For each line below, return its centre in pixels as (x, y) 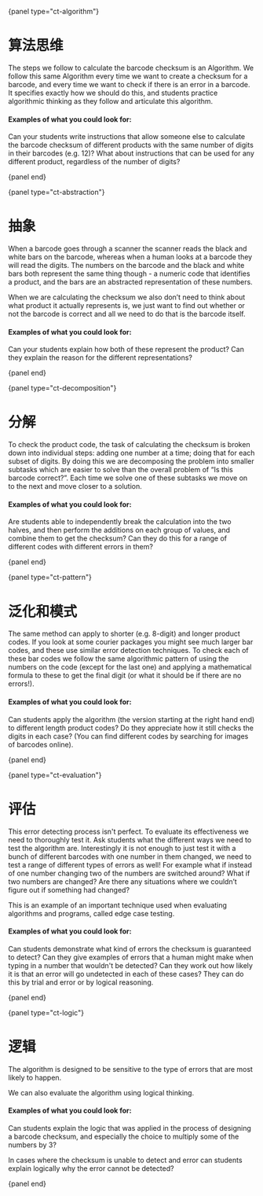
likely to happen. (35, 1077)
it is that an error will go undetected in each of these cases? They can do (126, 974)
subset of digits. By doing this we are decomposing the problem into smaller (131, 461)
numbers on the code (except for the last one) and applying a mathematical (130, 667)
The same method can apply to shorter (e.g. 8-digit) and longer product (124, 634)
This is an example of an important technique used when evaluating (118, 905)
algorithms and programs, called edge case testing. (91, 913)
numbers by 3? (33, 1145)
